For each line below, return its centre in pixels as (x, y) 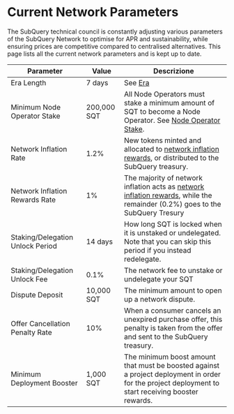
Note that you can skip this (168, 242)
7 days (97, 82)
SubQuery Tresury (154, 212)
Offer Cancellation (41, 323)
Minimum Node (36, 107)
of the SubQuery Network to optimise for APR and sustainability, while (108, 38)
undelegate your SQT (159, 279)
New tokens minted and (163, 140)
